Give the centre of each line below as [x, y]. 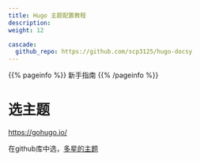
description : [30, 23]
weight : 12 [26, 30]
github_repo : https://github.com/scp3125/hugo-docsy [104, 52]
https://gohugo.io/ [38, 133]
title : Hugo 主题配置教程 [47, 15]
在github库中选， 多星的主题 [53, 149]
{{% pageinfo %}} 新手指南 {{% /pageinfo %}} [83, 75]
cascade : [23, 44]
